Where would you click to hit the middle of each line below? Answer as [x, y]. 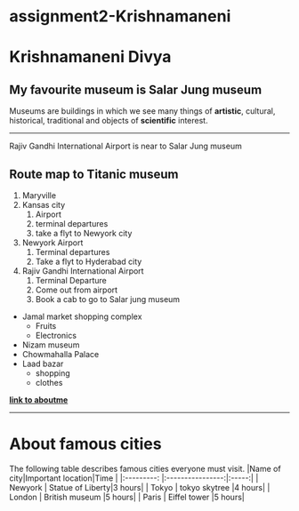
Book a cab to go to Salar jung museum [108, 299]
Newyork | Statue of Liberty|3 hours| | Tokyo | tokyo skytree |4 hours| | [140, 487]
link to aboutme [39, 400]
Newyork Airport [53, 243]
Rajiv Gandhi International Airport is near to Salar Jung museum [125, 146]
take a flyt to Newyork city [84, 233]
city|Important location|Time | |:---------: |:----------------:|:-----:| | [134, 478]
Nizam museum [51, 345]
